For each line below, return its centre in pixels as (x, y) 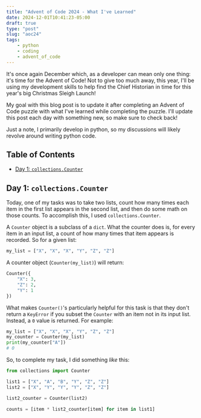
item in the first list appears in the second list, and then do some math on (97, 209)
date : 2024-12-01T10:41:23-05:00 (48, 17)
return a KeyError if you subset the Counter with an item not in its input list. (99, 314)
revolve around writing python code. (51, 136)
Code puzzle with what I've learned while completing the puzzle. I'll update (100, 111)
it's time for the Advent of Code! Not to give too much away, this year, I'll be (100, 80)
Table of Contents (41, 155)
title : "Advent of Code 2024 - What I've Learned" (71, 12)
